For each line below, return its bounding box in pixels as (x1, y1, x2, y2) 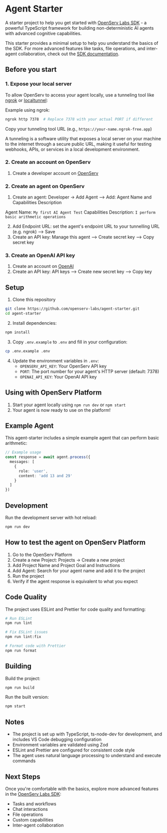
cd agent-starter (5, 311, 41, 316)
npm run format (5, 648, 37, 653)
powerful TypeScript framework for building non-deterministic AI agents (5, 25, 154, 31)
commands (12, 758, 36, 764)
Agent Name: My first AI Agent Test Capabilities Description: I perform (5, 209, 156, 215)
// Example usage (5, 450, 41, 455)
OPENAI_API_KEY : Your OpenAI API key (19, 374, 97, 380)
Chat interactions (12, 806, 48, 812)
